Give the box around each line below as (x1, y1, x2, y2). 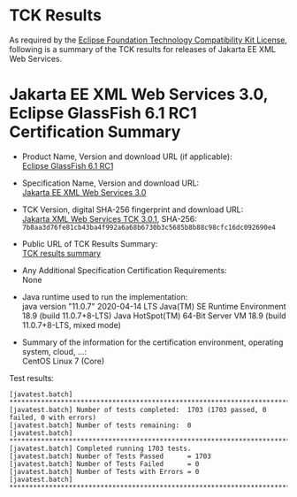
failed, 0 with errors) (9, 413, 97, 422)
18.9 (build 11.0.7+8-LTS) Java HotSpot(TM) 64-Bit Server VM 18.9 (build (21, 310, 286, 321)
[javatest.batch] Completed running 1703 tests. (9, 444, 192, 453)
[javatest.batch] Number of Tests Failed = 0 (9, 459, 200, 469)
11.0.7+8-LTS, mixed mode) (21, 319, 122, 330)
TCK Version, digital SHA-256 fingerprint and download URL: (21, 204, 244, 215)
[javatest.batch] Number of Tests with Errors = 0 (9, 467, 200, 476)
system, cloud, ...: (21, 346, 88, 356)
